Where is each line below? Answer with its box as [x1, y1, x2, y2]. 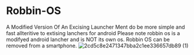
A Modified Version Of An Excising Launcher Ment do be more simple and [6, 23, 185, 30]
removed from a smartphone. [6, 42, 77, 49]
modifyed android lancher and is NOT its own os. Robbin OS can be [6, 36, 170, 43]
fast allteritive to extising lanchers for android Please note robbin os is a [6, 29, 180, 36]
